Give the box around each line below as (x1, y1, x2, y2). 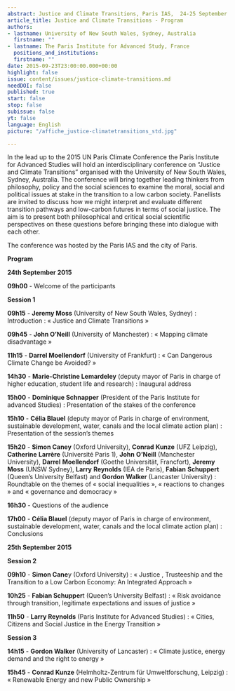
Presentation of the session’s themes (7, 429, 114, 438)
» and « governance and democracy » (7, 488, 118, 496)
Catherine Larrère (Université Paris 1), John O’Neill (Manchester (7, 450, 195, 459)
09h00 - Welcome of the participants (7, 282, 116, 290)
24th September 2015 (7, 268, 72, 277)
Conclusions (7, 530, 43, 538)
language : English (7, 121, 61, 128)
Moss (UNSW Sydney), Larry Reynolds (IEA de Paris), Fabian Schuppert (7, 465, 220, 474)
